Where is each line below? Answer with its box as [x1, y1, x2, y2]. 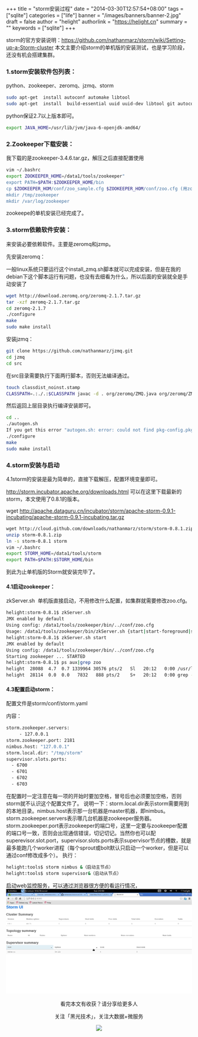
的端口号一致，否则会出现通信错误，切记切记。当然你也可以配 [6, 829, 156, 837]
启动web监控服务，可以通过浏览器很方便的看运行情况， [6, 882, 140, 889]
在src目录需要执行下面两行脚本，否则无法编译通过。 [6, 372, 133, 379]
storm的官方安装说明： [6, 37, 62, 43]
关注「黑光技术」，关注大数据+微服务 [54, 1013, 144, 1020]
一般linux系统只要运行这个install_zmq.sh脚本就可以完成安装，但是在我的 [6, 265, 181, 273]
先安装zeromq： [6, 253, 45, 260]
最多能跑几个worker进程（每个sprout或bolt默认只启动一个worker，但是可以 [6, 844, 189, 851]
